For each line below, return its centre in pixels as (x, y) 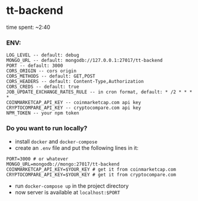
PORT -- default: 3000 (35, 66)
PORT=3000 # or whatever (37, 159)
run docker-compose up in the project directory (72, 186)
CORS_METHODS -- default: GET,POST (51, 76)
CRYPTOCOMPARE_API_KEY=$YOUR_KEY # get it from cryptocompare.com (91, 175)
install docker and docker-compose (56, 141)
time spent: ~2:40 (28, 27)
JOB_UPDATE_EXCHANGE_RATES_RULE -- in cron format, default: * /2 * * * (99, 92)
